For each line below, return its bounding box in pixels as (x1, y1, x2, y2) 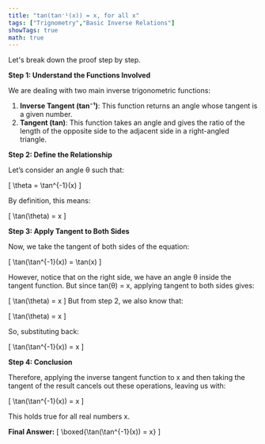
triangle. (19, 135, 47, 145)
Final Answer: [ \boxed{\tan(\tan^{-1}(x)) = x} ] (8, 427, 161, 437)
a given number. (19, 110, 73, 119)
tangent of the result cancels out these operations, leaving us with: (8, 381, 226, 391)
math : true (8, 33, 44, 42)
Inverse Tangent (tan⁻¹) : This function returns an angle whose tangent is (19, 101, 258, 111)
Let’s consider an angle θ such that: (8, 165, 125, 175)
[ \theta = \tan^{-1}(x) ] (8, 181, 81, 190)
